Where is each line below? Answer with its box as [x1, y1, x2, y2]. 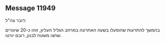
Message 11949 [5, 4, 56, 12]
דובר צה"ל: [5, 17, 26, 23]
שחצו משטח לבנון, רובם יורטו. [5, 32, 62, 38]
